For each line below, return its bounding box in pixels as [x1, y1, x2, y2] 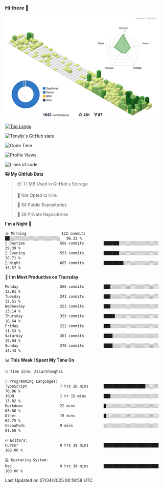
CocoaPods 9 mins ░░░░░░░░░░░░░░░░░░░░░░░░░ [5, 423, 159, 428]
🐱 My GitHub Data [5, 171, 44, 177]
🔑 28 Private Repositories [17, 212, 69, 217]
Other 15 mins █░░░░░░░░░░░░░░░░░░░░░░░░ [5, 413, 159, 419]
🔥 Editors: [5, 438, 28, 443]
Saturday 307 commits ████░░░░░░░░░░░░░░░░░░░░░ [5, 334, 159, 338]
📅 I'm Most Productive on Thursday [5, 274, 79, 280]
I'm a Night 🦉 [5, 221, 32, 227]
